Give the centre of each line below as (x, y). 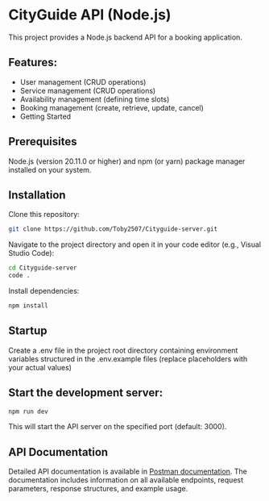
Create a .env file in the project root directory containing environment (123, 350)
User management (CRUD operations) (83, 81)
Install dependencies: (44, 291)
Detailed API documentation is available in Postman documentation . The (128, 472)
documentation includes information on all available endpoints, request (126, 480)
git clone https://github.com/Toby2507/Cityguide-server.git (113, 229)
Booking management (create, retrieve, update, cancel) (112, 107)
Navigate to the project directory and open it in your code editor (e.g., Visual (135, 244)
